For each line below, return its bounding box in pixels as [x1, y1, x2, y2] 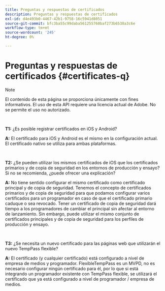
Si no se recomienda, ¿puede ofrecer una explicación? [5, 170, 116, 176]
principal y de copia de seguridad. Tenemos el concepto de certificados [5, 185, 151, 191]
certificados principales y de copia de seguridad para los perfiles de [5, 216, 144, 222]
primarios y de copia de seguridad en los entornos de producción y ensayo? [5, 165, 160, 171]
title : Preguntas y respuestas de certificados [5, 7, 105, 12]
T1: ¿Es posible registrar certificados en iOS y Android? [5, 126, 117, 132]
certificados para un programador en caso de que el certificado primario [5, 195, 153, 201]
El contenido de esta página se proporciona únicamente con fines [5, 96, 139, 102]
